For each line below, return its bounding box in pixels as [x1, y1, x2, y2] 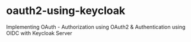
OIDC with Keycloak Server [6, 29, 72, 36]
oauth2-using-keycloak [6, 4, 126, 17]
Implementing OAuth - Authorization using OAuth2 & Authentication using [6, 23, 186, 30]
